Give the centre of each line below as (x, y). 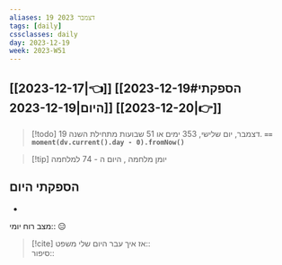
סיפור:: (43, 252)
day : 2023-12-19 (40, 43)
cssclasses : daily (44, 34)
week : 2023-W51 (38, 51)
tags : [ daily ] (36, 26)
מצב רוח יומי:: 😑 (38, 226)
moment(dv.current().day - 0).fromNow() (108, 142)
